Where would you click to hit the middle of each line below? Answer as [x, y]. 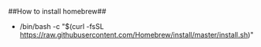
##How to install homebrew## [57, 11]
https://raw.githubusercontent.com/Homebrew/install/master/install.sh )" [136, 35]
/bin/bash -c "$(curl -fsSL [62, 26]
